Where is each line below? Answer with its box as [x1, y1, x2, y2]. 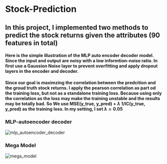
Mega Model [5, 142, 36, 149]
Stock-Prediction [5, 3, 77, 15]
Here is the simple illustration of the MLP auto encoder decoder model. [5, 53, 154, 58]
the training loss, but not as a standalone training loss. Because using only [5, 90, 162, 96]
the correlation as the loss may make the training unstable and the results [5, 95, 161, 101]
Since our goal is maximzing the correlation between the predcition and [5, 79, 156, 85]
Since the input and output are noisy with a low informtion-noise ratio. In [5, 58, 158, 64]
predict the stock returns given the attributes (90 [5, 31, 160, 39]
